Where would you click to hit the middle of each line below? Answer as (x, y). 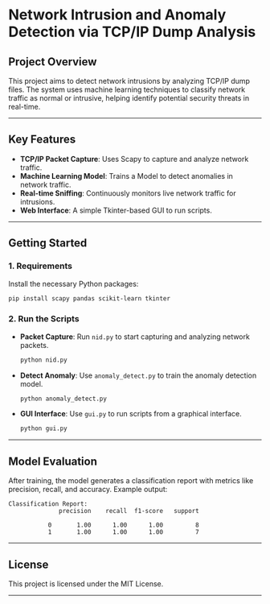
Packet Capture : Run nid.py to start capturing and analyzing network (135, 337)
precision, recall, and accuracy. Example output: (88, 490)
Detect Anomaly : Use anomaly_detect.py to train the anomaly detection (138, 375)
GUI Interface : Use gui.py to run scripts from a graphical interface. (131, 414)
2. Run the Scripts (44, 319)
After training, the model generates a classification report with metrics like (131, 481)
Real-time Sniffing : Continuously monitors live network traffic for (128, 193)
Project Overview (53, 62)
